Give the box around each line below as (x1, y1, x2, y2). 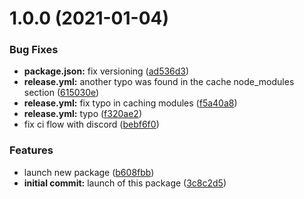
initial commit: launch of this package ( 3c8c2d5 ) (23, 177, 227, 189)
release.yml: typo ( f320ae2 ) (23, 108, 142, 120)
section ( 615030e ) (23, 87, 100, 99)
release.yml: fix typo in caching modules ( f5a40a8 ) (23, 97, 238, 109)
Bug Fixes (9, 43, 59, 57)
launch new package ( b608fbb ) (23, 166, 155, 178)
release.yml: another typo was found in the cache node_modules (23, 76, 295, 88)
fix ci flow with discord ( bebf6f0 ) (23, 118, 160, 131)
